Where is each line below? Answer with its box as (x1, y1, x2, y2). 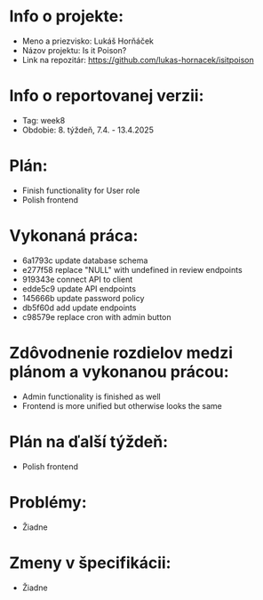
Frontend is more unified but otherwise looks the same (21, 400, 222, 411)
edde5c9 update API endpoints (21, 283, 136, 294)
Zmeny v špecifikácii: (9, 553, 171, 572)
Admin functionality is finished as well (21, 391, 162, 402)
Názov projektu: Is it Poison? (21, 44, 127, 55)
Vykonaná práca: (9, 226, 139, 245)
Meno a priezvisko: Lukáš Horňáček (21, 36, 154, 46)
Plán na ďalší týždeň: (9, 431, 169, 452)
